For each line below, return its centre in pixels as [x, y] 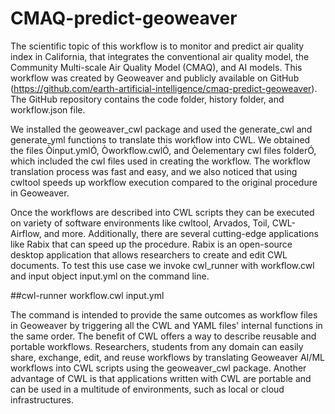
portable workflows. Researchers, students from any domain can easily [157, 346]
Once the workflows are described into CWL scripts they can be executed [162, 212]
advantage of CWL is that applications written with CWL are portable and [161, 378]
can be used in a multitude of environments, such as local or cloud [147, 389]
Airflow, [26, 233]
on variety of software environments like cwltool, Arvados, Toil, [140, 223]
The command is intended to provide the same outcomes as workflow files [164, 314]
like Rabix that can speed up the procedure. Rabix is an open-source [151, 244]
